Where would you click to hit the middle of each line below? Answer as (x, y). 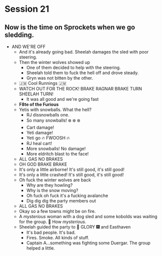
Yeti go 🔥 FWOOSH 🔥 (48, 138)
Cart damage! (40, 127)
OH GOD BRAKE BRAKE (43, 164)
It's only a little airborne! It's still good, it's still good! (72, 170)
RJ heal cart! (39, 143)
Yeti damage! (40, 133)
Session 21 (27, 9)
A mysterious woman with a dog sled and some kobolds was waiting (88, 216)
